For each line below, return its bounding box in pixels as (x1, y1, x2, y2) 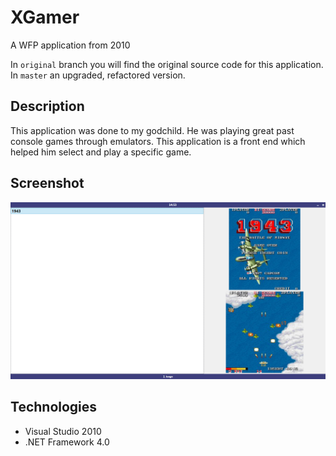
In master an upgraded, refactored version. (10, 69, 186, 81)
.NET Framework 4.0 (24, 436, 110, 448)
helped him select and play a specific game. (10, 146, 192, 158)
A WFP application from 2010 (10, 39, 131, 51)
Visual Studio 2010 (24, 425, 102, 437)
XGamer (10, 6, 80, 29)
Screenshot (10, 175, 85, 192)
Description (10, 98, 85, 115)
